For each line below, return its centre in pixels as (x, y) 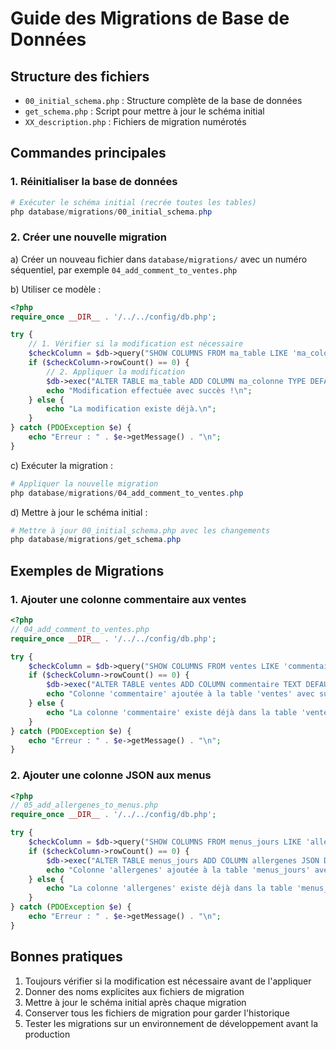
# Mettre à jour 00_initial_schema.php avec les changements (140, 530)
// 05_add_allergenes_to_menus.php (84, 805)
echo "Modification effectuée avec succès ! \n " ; (149, 390)
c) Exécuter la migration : (62, 465)
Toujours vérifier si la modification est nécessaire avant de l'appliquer (168, 981)
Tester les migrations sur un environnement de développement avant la (171, 1023)
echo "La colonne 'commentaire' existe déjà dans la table (172, 712)
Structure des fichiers (80, 76)
